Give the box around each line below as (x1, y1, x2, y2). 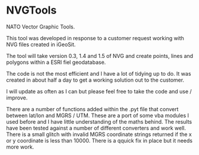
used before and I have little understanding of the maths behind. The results (6, 118, 192, 125)
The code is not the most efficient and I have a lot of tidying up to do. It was (6, 70, 191, 77)
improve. (6, 94, 28, 101)
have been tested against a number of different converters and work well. (6, 124, 186, 131)
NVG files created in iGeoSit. (6, 41, 76, 48)
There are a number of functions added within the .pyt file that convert (6, 105, 179, 112)
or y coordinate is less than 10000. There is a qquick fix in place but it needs (6, 137, 193, 144)
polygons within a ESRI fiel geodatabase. (6, 59, 106, 66)
